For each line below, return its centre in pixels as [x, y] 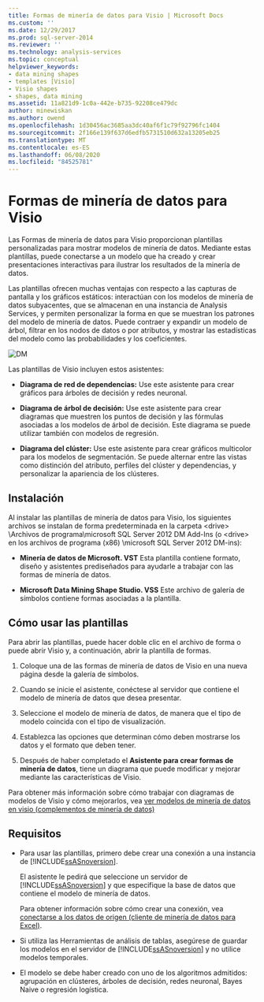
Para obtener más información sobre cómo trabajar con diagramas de [121, 792]
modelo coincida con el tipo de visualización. [93, 721]
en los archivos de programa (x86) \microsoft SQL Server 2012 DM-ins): [125, 542]
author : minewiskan [40, 111]
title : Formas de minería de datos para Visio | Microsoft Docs [116, 15]
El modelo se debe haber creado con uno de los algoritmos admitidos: [134, 972]
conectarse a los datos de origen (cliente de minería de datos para [128, 917]
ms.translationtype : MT [47, 140]
